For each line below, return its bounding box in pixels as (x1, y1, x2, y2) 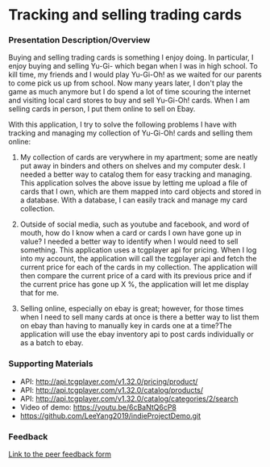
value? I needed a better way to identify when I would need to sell (19, 236, 239, 247)
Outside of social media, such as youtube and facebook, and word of (19, 219, 250, 229)
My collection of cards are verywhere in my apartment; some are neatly (19, 152, 258, 162)
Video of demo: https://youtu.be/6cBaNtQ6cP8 (19, 402, 177, 412)
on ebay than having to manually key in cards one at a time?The (19, 321, 232, 331)
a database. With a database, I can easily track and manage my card (19, 195, 247, 205)
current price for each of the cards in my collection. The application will (19, 262, 258, 272)
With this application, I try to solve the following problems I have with (8, 119, 237, 130)
